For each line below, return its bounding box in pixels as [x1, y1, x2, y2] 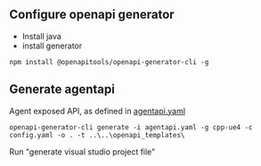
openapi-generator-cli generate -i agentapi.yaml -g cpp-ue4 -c [9, 122, 253, 132]
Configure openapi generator [9, 7, 175, 22]
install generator [21, 40, 83, 51]
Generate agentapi [9, 82, 116, 97]
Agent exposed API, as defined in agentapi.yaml [9, 105, 185, 116]
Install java [21, 30, 62, 41]
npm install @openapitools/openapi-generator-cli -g [9, 57, 209, 66]
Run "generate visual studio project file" [9, 146, 156, 157]
